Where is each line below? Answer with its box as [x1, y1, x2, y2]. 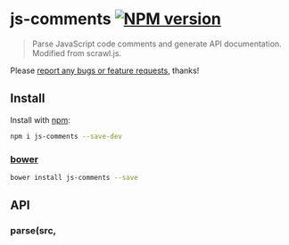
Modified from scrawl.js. [31, 47, 122, 58]
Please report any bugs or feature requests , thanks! [10, 65, 200, 76]
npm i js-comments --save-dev [10, 132, 123, 141]
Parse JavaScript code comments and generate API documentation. [31, 38, 282, 49]
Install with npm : [10, 114, 70, 125]
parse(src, [10, 225, 57, 237]
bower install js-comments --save [10, 173, 139, 182]
